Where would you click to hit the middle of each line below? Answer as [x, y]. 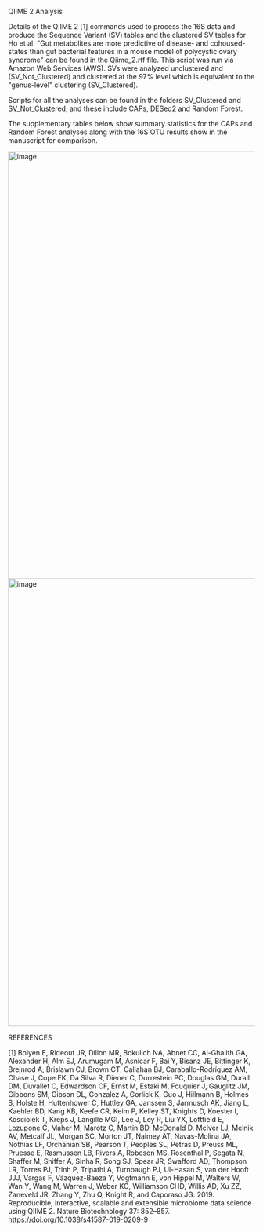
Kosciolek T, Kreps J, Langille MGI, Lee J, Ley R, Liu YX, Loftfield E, [116, 1119]
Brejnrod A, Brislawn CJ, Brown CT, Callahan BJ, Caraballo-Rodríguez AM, [128, 1069]
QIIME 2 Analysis [35, 11]
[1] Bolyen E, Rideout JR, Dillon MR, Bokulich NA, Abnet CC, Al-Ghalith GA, [128, 1053]
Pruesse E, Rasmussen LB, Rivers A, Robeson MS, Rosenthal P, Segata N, [126, 1153]
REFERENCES [30, 1037]
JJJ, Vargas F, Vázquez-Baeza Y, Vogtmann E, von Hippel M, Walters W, [124, 1178]
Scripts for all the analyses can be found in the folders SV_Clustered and [124, 100]
